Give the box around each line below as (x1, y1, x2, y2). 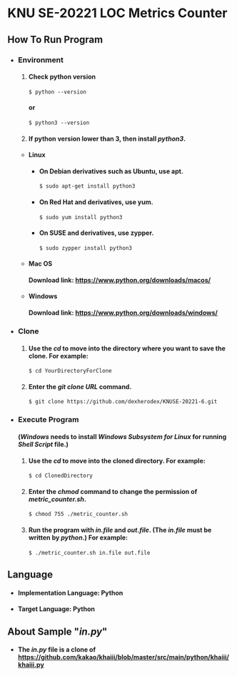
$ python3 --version (28, 119, 90, 126)
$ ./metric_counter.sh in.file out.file (28, 549, 151, 556)
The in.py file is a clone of (17, 645, 96, 654)
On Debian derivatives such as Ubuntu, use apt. (39, 166, 184, 176)
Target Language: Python (17, 605, 95, 613)
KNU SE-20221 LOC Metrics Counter (7, 5, 228, 21)
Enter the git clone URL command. (28, 382, 132, 390)
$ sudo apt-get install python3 (39, 183, 136, 190)
